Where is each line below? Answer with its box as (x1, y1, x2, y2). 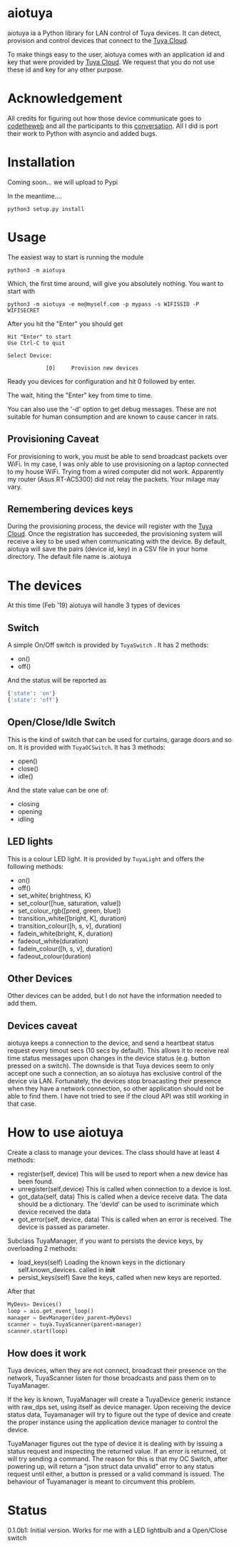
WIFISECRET (7, 307, 40, 314)
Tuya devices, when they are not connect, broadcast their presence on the (7, 1366, 227, 1375)
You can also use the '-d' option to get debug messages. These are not (7, 405, 217, 413)
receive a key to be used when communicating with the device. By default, (7, 537, 227, 546)
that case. (7, 1099, 37, 1108)
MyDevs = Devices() (7, 1301, 62, 1309)
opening (17, 807, 43, 815)
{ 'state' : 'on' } (7, 690, 56, 698)
